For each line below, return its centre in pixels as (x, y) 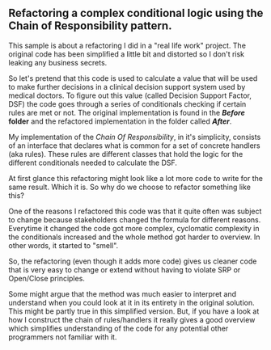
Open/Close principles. (47, 278)
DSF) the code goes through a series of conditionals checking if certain (127, 103)
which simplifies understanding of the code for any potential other (119, 328)
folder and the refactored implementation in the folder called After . (120, 121)
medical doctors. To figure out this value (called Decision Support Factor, (130, 95)
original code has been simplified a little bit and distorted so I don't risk (127, 54)
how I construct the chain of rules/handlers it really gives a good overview (132, 319)
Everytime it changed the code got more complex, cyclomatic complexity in (134, 228)
